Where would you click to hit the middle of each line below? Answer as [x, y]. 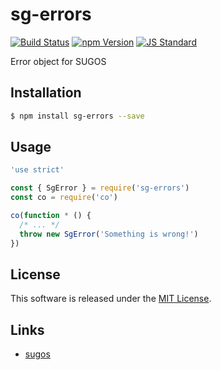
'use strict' [37, 170]
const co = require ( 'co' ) [64, 198]
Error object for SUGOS [58, 61]
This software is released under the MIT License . [111, 299]
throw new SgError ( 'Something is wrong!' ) [109, 234]
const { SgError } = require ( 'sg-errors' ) [100, 188]
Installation [46, 93]
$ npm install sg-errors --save [77, 116]
